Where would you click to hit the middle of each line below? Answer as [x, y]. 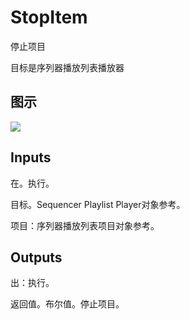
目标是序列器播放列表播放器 [67, 67]
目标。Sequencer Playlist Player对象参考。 [98, 204]
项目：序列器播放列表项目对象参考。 [85, 225]
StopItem [49, 17]
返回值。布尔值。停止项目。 [67, 304]
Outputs [36, 257]
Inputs [31, 157]
